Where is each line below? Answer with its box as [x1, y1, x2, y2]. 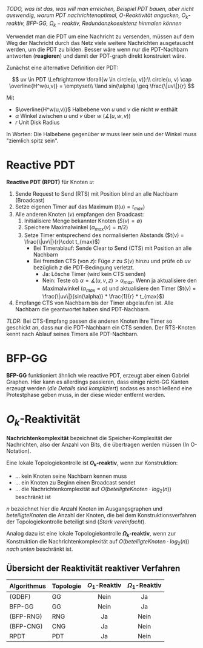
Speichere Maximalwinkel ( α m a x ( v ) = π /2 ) [24, 224, 128, 233]
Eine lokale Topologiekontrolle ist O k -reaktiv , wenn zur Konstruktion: [6, 459, 178, 467]
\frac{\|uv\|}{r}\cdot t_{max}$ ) [24, 238, 100, 246]
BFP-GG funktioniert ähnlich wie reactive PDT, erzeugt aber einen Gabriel [6, 371, 190, 379]
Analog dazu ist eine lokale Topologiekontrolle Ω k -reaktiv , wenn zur [6, 529, 176, 539]
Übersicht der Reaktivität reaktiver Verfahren [6, 563, 181, 573]
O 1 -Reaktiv [87, 581, 122, 591]
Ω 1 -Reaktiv [127, 581, 162, 591]
